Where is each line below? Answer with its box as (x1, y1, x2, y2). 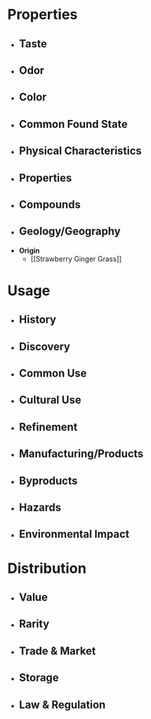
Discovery (18, 339, 71, 353)
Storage (18, 671, 60, 684)
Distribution (7, 559, 87, 577)
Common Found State (18, 117, 128, 131)
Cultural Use (18, 393, 82, 407)
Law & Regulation (18, 698, 106, 711)
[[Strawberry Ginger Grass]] (30, 254, 123, 264)
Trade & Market (18, 644, 96, 657)
